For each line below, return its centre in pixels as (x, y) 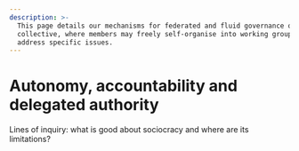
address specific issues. (65, 42)
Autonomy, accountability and (124, 86)
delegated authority (84, 105)
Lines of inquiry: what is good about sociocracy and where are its (129, 130)
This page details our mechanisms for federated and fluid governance (151, 26)
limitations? (30, 139)
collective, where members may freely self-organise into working (143, 34)
